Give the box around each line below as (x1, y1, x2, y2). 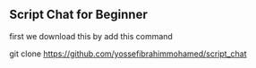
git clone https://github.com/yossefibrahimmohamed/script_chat (9, 48, 248, 59)
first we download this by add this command (9, 30, 173, 41)
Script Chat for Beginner (9, 7, 148, 22)
